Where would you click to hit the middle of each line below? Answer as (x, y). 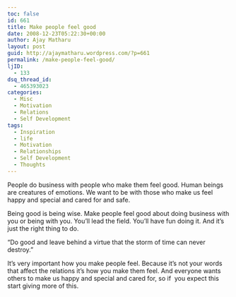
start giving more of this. (43, 286)
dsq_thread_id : (30, 79)
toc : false (23, 14)
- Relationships (37, 152)
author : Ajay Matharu (39, 40)
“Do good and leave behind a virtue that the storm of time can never (107, 242)
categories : (25, 92)
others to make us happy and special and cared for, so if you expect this (113, 278)
